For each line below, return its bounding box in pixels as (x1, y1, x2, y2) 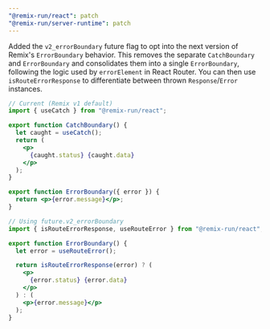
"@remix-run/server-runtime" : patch (8, 19, 131, 27)
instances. (8, 83, 43, 93)
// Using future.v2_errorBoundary (8, 217, 125, 225)
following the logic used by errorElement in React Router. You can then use (8, 67, 256, 76)
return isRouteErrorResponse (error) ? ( (15, 262, 153, 270)
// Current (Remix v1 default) (8, 100, 113, 108)
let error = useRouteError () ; (15, 246, 117, 255)
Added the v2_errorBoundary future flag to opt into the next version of (8, 41, 239, 51)
